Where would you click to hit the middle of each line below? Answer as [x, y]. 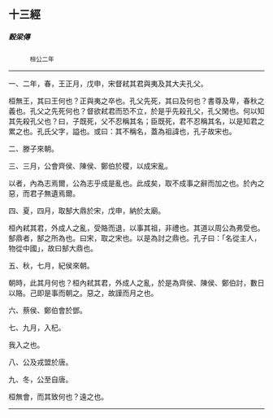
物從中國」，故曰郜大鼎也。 [53, 248]
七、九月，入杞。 [37, 328]
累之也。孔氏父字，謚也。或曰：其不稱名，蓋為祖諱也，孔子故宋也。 [122, 132]
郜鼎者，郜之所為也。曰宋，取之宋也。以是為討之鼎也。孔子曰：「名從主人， [135, 238]
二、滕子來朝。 [33, 149]
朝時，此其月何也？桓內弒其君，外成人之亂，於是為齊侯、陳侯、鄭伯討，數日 [136, 283]
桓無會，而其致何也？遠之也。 [58, 397]
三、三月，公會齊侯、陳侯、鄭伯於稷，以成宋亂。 [90, 166]
